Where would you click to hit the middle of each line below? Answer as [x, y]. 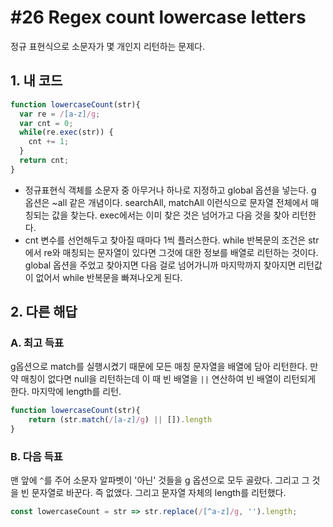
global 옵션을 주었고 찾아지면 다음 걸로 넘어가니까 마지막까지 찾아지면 [160, 265]
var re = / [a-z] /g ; [60, 114]
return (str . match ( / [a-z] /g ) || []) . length [120, 420]
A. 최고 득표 [37, 343]
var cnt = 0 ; [46, 123]
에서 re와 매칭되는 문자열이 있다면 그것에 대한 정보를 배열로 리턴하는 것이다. [171, 252]
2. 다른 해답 [44, 312]
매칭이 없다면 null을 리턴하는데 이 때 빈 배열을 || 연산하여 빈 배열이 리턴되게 [168, 379]
